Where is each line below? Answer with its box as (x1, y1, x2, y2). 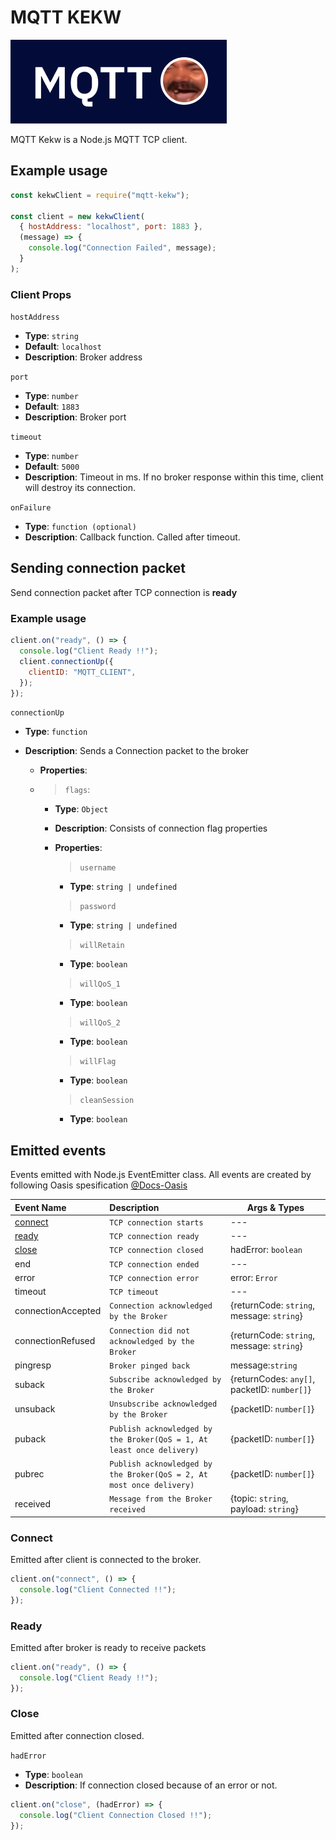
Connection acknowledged (109, 1301, 213, 1311)
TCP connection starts (109, 1217, 204, 1228)
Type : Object (54, 803, 109, 815)
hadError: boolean (230, 1244, 303, 1256)
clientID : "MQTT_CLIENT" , (28, 667, 137, 677)
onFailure (10, 503, 52, 513)
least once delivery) (109, 1445, 200, 1455)
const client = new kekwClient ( (10, 211, 145, 221)
